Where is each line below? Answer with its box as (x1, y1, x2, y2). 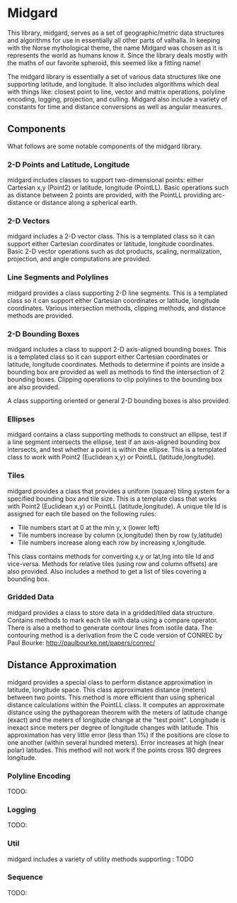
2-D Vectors (7, 216, 50, 226)
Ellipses (7, 414, 35, 423)
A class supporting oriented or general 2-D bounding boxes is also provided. (7, 396, 231, 405)
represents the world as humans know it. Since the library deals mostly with (7, 51, 228, 60)
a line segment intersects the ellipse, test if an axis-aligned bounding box (7, 438, 221, 446)
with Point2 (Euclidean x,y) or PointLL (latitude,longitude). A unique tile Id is (7, 502, 228, 510)
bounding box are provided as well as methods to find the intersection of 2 (7, 367, 225, 376)
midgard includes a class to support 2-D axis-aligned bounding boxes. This (7, 345, 227, 353)
